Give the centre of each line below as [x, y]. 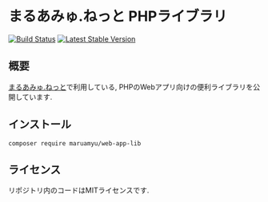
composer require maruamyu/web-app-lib [75, 143]
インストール [40, 125]
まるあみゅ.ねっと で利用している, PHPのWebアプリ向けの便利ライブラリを [131, 87]
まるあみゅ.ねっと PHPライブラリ [118, 16]
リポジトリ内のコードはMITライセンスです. [79, 190]
